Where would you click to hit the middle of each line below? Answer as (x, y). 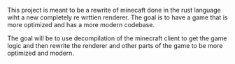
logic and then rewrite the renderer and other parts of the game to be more (115, 46)
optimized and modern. (41, 53)
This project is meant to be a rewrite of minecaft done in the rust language (114, 10)
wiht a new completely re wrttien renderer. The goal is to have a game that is (117, 17)
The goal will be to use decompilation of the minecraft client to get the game (117, 38)
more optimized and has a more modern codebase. (81, 25)
